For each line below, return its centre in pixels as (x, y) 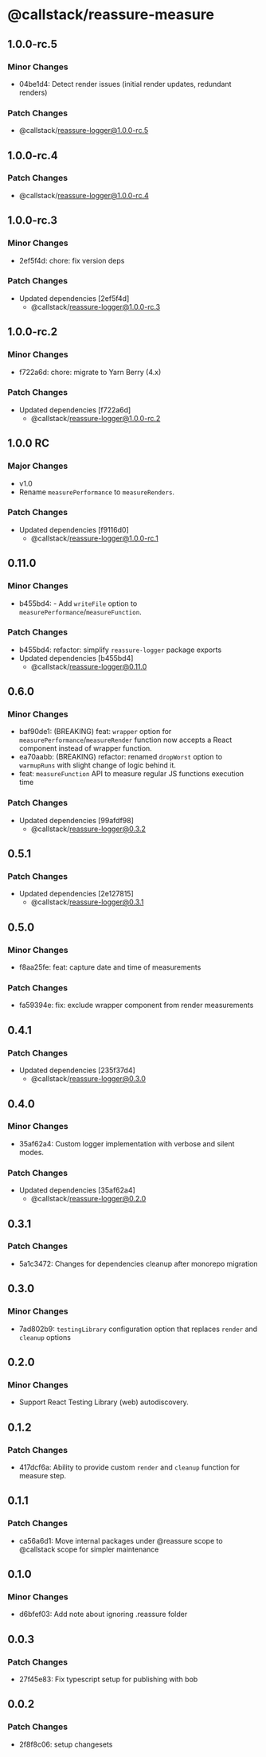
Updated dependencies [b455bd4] (76, 658)
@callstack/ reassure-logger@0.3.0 (88, 1079)
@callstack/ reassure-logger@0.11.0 (89, 666)
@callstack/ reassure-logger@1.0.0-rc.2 (96, 418)
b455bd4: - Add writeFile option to (78, 603)
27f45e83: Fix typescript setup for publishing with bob (108, 1679)
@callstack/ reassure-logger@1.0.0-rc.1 (94, 538)
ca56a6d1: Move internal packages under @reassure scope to (121, 1540)
